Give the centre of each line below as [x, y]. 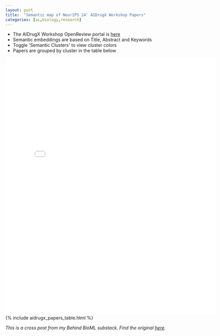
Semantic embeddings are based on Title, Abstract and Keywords [82, 40]
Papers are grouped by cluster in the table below [65, 51]
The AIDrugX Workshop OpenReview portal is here [67, 34]
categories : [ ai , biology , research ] [43, 20]
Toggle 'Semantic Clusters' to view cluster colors [65, 45]
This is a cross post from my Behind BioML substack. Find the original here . [86, 328]
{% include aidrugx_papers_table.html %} [49, 318]
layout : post [19, 10]
